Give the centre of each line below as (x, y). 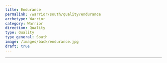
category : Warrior (24, 23)
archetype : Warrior (25, 19)
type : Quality (20, 32)
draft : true (17, 46)
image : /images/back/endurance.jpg (42, 42)
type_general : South (27, 37)
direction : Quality (25, 28)
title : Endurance (23, 10)
